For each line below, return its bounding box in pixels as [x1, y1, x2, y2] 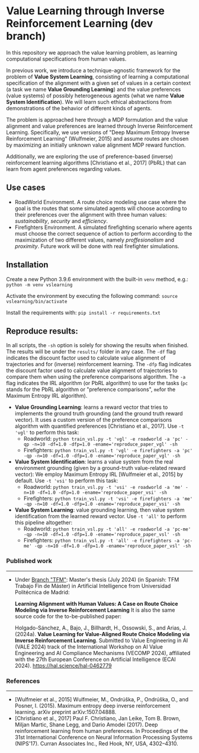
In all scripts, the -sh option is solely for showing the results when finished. [6, 342, 189, 349]
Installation [6, 260, 49, 270]
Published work [6, 557, 52, 565]
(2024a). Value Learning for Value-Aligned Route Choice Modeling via [14, 630, 190, 637]
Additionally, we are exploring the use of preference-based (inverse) [6, 152, 174, 160]
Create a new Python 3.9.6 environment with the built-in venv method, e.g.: [6, 275, 188, 282]
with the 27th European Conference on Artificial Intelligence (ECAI [14, 656, 176, 663]
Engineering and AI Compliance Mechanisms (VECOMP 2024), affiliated [14, 649, 191, 656]
